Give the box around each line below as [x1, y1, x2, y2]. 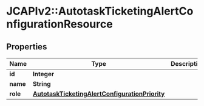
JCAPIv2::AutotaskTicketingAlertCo [6, 4, 194, 18]
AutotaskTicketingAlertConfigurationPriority [32, 90, 165, 98]
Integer [32, 70, 55, 78]
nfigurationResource [6, 17, 114, 31]
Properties [6, 41, 47, 52]
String [32, 80, 51, 88]
